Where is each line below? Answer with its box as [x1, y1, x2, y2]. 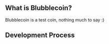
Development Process [5, 31, 75, 40]
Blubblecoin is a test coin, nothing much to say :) [5, 17, 105, 22]
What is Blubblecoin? [5, 4, 72, 12]
